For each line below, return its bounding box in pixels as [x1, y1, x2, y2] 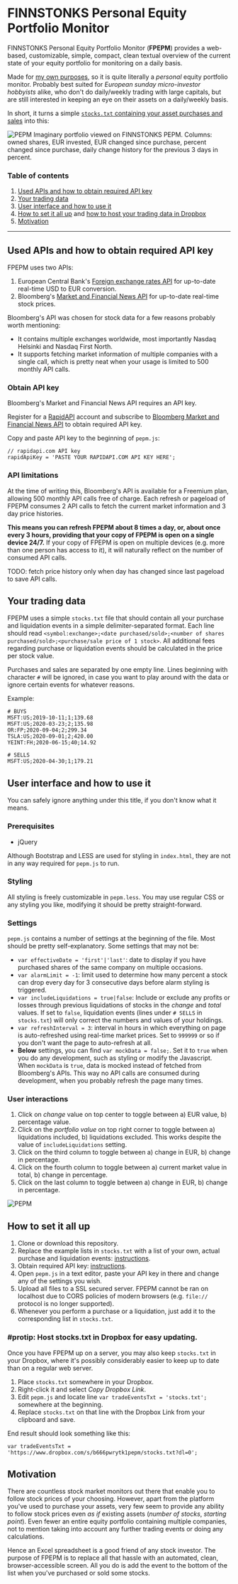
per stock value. [7, 652, 55, 660]
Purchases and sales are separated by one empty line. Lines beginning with [7, 665, 228, 674]
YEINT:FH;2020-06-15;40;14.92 [7, 739, 97, 746]
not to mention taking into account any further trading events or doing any [7, 1525, 223, 1534]
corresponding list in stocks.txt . [17, 1315, 113, 1323]
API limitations [7, 471, 59, 481]
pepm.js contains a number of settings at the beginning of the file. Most [7, 934, 215, 943]
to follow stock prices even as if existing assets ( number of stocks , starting [7, 1509, 227, 1519]
